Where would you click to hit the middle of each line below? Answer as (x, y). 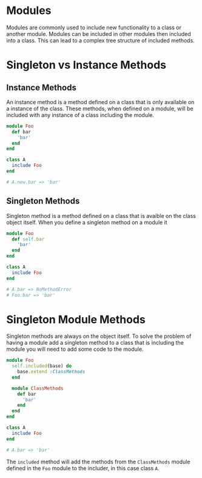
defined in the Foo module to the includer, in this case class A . (83, 468)
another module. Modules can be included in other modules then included (99, 33)
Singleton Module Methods (76, 319)
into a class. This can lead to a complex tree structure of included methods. (101, 40)
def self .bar (28, 239)
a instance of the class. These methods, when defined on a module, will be (100, 108)
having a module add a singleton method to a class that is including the (95, 343)
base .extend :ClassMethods (51, 372)
